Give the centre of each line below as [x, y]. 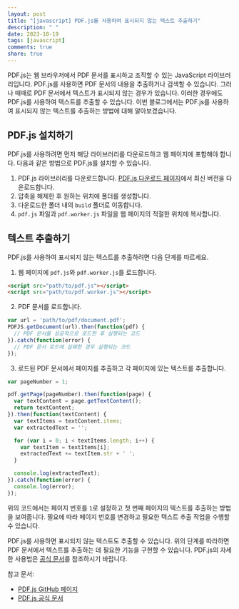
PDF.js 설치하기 [40, 135]
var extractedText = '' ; [51, 428]
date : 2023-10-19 [33, 34]
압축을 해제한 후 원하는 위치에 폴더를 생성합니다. [84, 196]
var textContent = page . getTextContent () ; [78, 401]
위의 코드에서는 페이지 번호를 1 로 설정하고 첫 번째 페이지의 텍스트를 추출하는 [113, 508]
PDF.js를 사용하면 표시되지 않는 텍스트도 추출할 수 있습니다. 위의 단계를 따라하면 [118, 540]
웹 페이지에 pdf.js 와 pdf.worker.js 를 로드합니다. [87, 272]
